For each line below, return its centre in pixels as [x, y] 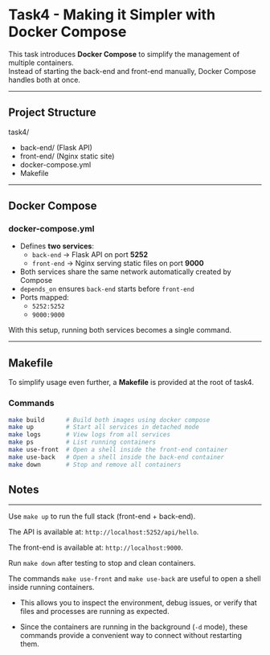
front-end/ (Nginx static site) [67, 156]
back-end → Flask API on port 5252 [90, 255]
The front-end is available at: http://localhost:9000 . [96, 547]
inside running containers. [51, 587]
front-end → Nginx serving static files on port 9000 [118, 264]
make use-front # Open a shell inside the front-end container [118, 450]
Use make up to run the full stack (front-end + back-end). [102, 517]
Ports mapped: [45, 297]
